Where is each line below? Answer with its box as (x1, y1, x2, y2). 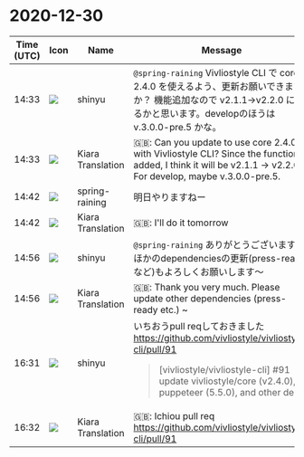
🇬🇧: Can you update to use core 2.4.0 (133, 136, 297, 148)
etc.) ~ (159, 303, 188, 316)
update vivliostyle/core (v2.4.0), (158, 375, 297, 387)
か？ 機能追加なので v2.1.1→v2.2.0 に (133, 93, 296, 106)
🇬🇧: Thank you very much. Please (133, 281, 280, 293)
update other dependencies (133, 291, 252, 304)
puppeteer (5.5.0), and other (158, 386, 281, 398)
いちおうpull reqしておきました (133, 319, 265, 332)
